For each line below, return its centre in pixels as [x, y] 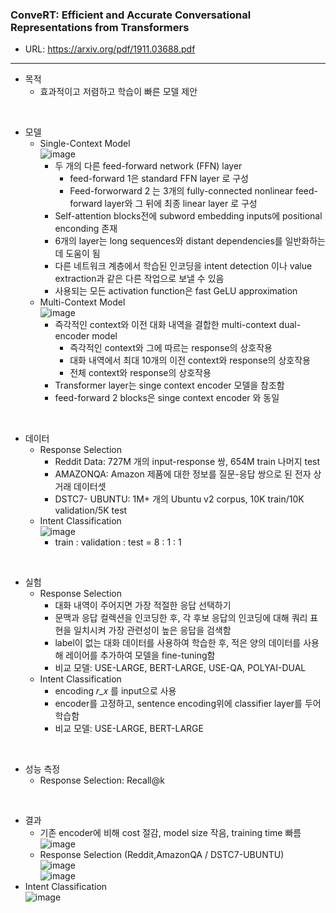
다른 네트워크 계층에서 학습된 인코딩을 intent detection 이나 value [183, 266]
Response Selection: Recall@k [102, 780]
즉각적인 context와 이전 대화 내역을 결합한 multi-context [165, 325]
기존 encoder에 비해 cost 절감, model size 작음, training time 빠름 [170, 833]
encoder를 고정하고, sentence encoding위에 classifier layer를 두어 [188, 704]
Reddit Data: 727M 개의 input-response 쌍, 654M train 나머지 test [187, 462]
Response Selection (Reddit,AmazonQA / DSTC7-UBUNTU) [162, 855]
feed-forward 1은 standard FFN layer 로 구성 [159, 179]
